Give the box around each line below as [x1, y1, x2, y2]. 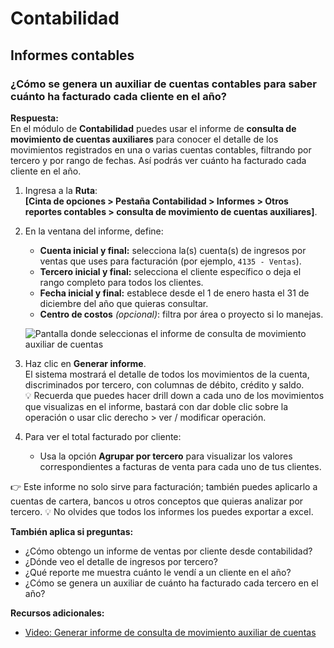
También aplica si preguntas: [10, 525, 134, 537]
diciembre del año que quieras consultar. [39, 297, 209, 309]
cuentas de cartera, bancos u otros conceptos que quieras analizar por [10, 495, 304, 507]
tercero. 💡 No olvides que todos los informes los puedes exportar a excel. [10, 505, 314, 517]
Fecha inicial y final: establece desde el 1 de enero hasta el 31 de [39, 287, 310, 299]
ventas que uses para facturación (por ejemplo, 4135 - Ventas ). [39, 255, 302, 267]
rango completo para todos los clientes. [39, 276, 204, 288]
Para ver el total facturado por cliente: [24, 430, 182, 442]
